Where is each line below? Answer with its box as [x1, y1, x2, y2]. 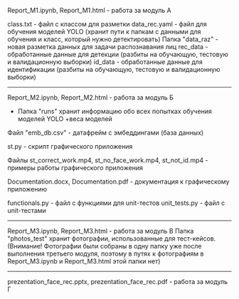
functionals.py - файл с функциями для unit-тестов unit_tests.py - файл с [7, 199, 225, 207]
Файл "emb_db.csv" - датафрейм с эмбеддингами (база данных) [7, 128, 204, 137]
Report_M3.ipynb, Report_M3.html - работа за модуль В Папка [7, 227, 194, 235]
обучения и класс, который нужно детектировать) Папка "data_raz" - [7, 35, 218, 43]
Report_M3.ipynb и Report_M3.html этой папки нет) [7, 257, 161, 266]
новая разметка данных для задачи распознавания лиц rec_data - [7, 43, 208, 51]
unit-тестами [7, 206, 46, 214]
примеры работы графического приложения [7, 164, 144, 172]
